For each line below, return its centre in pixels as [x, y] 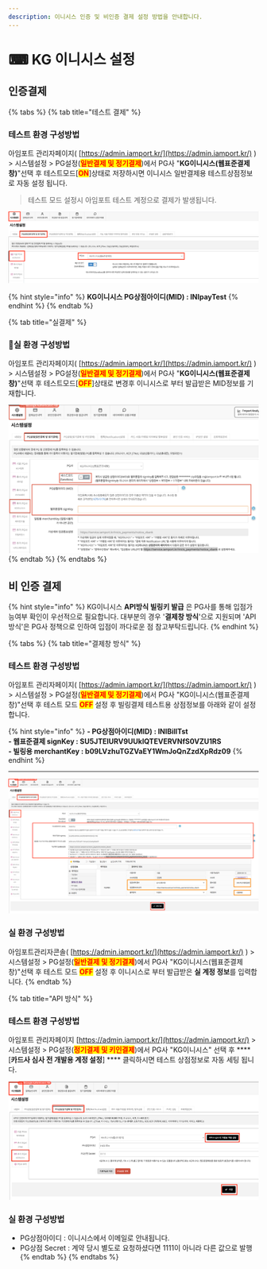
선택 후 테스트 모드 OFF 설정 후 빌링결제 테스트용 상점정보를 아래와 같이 [131, 705]
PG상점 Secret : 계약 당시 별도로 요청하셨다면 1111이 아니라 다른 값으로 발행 [136, 1248]
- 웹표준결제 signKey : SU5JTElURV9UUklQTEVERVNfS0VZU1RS [115, 741]
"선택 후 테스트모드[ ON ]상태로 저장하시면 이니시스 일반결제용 [112, 173]
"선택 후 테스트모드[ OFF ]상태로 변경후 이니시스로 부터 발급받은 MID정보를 [131, 383]
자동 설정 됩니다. [42, 183]
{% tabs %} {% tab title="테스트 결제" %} [75, 112]
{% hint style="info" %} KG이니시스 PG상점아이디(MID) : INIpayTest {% [123, 297]
